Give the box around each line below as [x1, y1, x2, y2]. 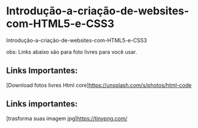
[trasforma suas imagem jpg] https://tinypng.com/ [6, 115, 128, 122]
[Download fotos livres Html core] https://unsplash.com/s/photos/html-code [6, 81, 192, 89]
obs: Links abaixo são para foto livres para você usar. [6, 48, 137, 55]
